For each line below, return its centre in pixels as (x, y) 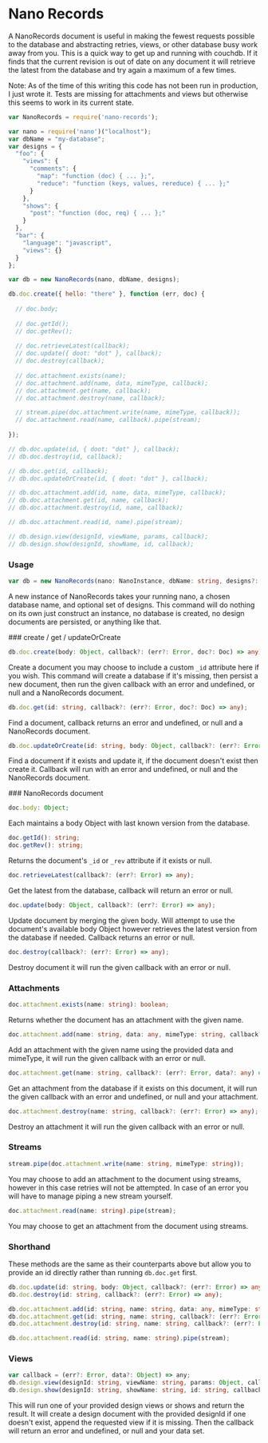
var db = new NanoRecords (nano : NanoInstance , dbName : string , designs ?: (134, 581)
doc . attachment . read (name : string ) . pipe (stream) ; (93, 1210)
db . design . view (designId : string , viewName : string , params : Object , (126, 1383)
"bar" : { (30, 236)
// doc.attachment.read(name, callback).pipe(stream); (108, 420)
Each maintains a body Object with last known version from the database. (129, 823)
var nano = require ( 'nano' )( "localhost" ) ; (80, 131)
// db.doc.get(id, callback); (59, 471)
